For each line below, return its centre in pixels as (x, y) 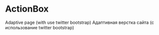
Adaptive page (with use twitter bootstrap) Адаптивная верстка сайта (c (80, 22)
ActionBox (27, 9)
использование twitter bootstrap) (40, 27)
